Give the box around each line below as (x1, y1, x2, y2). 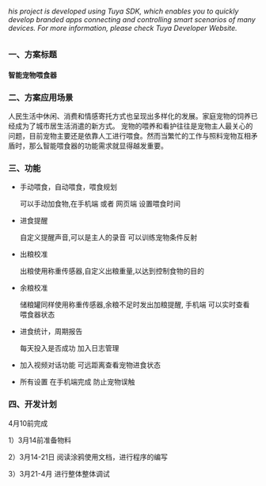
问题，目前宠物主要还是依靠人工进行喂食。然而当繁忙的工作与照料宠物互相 (8, 131, 251, 141)
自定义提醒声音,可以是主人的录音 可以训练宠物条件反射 (19, 233, 198, 242)
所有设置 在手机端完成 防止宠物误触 (19, 377, 135, 387)
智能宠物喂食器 (8, 70, 57, 79)
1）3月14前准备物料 (8, 435, 72, 445)
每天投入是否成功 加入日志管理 (19, 344, 120, 353)
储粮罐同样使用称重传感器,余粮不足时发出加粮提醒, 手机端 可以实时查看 (19, 300, 250, 309)
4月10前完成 (8, 418, 48, 427)
